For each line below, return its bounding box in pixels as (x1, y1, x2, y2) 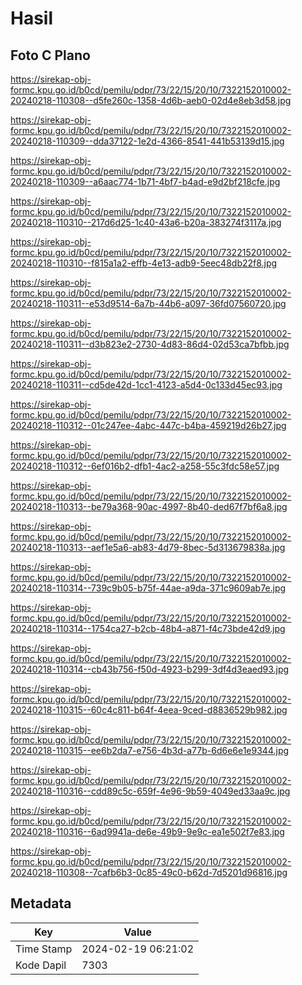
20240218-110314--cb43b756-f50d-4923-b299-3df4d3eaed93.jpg (10, 663, 290, 675)
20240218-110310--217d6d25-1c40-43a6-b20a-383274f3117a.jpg (10, 217, 282, 228)
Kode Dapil (15, 958, 67, 972)
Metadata (10, 895, 72, 912)
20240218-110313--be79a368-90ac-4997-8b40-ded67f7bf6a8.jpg (10, 501, 288, 512)
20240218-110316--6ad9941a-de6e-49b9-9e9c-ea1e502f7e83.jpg (10, 826, 285, 837)
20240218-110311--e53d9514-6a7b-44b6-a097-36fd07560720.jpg (10, 298, 287, 309)
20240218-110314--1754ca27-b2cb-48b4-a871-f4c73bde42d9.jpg (10, 623, 286, 634)
